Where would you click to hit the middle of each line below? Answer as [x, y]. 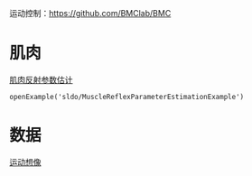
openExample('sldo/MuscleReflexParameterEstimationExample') [127, 97]
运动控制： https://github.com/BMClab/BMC [90, 13]
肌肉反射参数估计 [41, 79]
